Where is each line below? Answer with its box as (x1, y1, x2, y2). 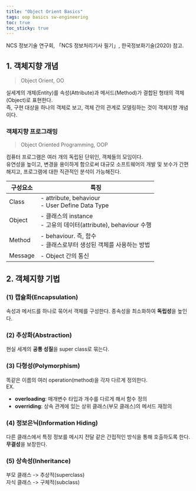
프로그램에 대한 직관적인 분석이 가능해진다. (23, 168, 122, 175)
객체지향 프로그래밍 (6, 127, 58, 136)
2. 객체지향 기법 (6, 274, 60, 284)
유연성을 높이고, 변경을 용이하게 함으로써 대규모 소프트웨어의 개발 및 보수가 (6, 161, 178, 168)
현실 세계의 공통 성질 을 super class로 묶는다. (6, 346, 110, 353)
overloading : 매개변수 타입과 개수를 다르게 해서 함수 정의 (14, 395, 148, 402)
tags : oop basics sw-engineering (6, 14, 89, 20)
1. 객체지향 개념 (6, 61, 59, 71)
